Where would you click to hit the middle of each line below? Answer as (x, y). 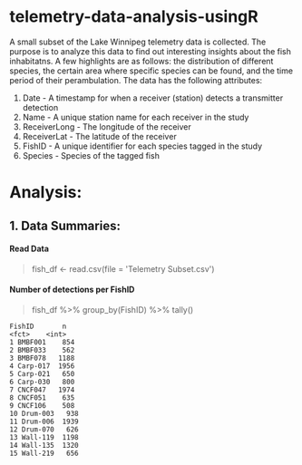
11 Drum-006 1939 (44, 421)
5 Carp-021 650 (42, 373)
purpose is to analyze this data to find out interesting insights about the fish (151, 51)
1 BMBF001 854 (42, 342)
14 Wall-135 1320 (44, 445)
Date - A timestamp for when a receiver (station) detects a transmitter (153, 98)
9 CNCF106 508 (42, 405)
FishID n (38, 326)
